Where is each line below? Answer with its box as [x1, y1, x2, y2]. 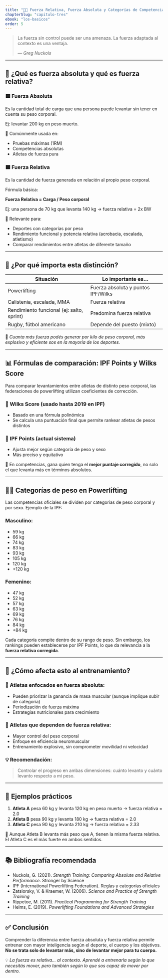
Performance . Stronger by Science [12, 877, 84, 883]
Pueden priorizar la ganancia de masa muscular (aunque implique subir [12, 693, 159, 699]
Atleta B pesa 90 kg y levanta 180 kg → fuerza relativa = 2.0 [12, 816, 136, 822]
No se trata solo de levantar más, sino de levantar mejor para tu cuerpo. [5, 947, 157, 953]
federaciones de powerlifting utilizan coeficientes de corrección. [5, 388, 138, 394]
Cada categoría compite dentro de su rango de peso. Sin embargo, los [5, 637, 150, 643]
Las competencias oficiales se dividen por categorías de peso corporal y [5, 499, 155, 505]
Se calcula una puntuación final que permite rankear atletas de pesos [12, 417, 155, 424]
